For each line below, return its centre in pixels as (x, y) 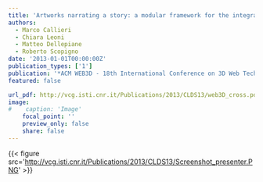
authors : (22, 23)
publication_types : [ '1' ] (50, 66)
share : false (43, 131)
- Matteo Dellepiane (49, 45)
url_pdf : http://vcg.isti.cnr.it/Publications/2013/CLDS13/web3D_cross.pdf (134, 95)
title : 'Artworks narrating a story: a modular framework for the (119, 15)
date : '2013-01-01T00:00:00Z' (58, 59)
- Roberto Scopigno (47, 52)
